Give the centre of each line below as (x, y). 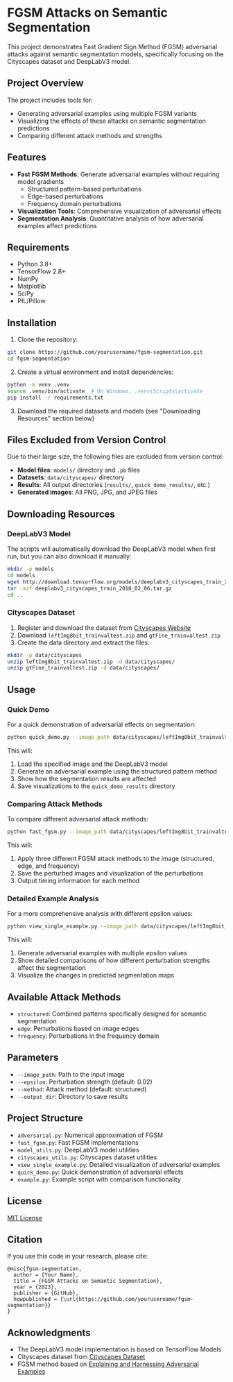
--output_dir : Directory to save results (72, 1096)
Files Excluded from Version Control (87, 440)
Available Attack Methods (64, 997)
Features (27, 157)
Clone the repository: (48, 340)
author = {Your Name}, (46, 1275)
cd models (21, 575)
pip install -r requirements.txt (55, 398)
